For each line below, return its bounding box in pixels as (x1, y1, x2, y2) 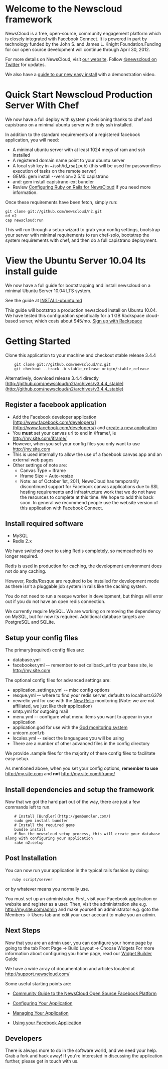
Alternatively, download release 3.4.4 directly (5, 375, 99, 381)
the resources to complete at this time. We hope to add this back (20, 494, 154, 500)
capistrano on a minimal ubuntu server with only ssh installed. (5, 121, 133, 127)
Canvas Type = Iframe (20, 467, 66, 474)
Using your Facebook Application (12, 1020, 82, 1026)
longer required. (5, 553, 39, 559)
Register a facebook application (5, 400, 107, 409)
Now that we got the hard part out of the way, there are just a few (5, 799, 140, 805)
